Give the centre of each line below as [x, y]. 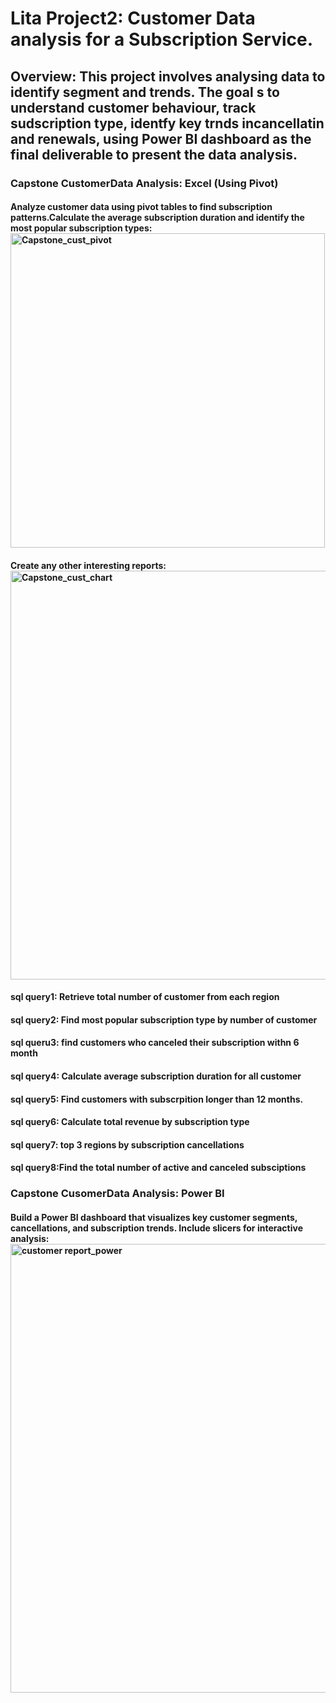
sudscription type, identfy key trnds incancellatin [167, 123]
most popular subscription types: [81, 228]
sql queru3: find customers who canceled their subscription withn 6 [155, 1043]
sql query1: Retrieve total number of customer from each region [145, 997]
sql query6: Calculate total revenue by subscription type [130, 1122]
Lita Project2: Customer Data [133, 18]
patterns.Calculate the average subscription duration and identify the [157, 218]
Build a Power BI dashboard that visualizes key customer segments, [154, 1217]
